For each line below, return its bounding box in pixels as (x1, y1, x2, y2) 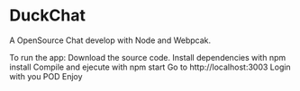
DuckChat (9, 5, 86, 26)
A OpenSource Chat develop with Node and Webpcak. (9, 35, 212, 45)
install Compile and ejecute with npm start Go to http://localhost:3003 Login (9, 62, 291, 72)
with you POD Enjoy (9, 70, 83, 81)
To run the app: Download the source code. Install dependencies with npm (9, 52, 286, 62)
